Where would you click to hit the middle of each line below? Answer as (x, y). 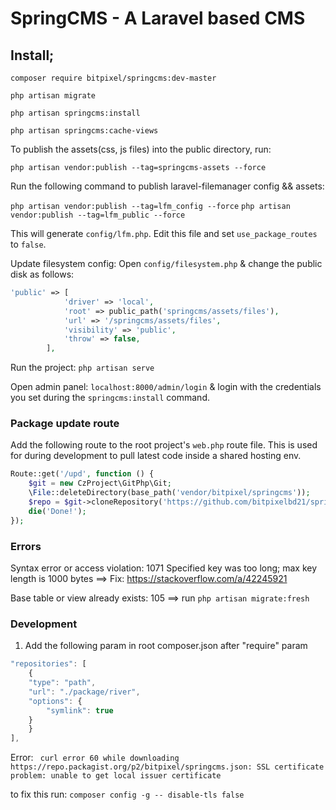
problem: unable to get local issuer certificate (116, 776)
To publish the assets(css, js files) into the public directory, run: (141, 149)
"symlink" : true (80, 710)
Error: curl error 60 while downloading (95, 758)
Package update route (65, 424)
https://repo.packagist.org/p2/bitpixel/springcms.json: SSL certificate (167, 767)
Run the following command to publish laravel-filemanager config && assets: (167, 186)
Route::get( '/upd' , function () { (82, 474)
